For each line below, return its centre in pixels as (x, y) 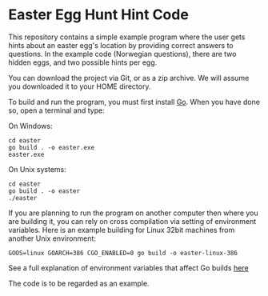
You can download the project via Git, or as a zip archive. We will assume (129, 78)
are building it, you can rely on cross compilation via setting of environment (132, 221)
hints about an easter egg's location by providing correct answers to (121, 45)
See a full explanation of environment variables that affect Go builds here (129, 268)
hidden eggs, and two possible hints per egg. (83, 62)
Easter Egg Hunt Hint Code (99, 15)
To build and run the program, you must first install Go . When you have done (134, 102)
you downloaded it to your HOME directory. (80, 86)
